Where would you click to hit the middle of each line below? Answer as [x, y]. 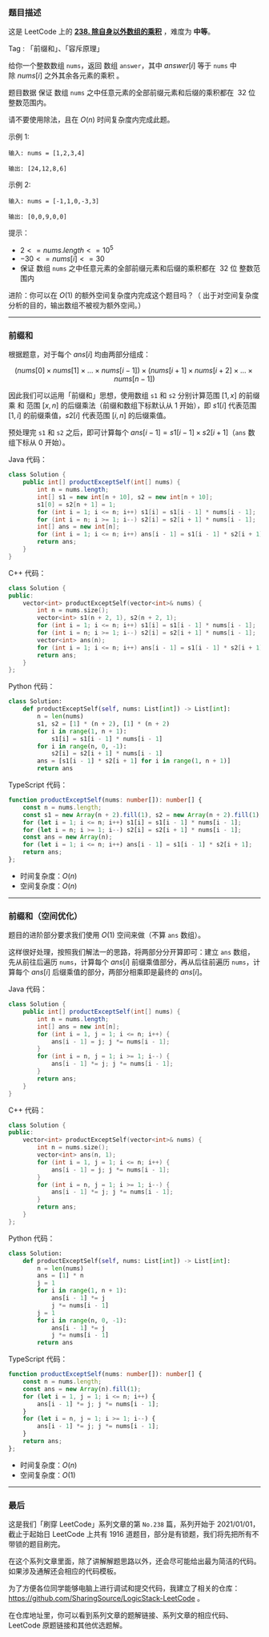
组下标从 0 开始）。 [39, 443]
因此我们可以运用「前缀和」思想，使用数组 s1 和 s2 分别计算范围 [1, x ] [123, 396]
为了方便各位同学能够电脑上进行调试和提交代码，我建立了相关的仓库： [124, 1588]
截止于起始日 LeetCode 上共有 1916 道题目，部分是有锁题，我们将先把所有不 [134, 1534]
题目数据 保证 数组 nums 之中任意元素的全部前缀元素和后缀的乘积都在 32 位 [132, 93]
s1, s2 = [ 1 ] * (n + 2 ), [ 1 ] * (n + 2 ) [104, 724]
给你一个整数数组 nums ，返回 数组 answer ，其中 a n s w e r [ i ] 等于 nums [118, 66]
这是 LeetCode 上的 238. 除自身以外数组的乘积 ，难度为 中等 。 [112, 32]
